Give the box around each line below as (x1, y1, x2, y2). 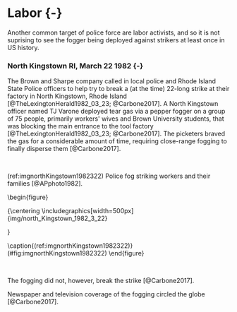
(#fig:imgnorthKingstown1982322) (7, 249, 107, 258)
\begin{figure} (7, 193, 49, 202)
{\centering (7, 207, 40, 215)
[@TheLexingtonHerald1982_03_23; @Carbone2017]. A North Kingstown (7, 100, 219, 108)
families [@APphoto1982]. (7, 179, 83, 188)
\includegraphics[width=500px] (41, 207, 134, 215)
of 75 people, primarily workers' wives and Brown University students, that (7, 114, 224, 123)
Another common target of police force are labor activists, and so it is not (7, 28, 220, 37)
